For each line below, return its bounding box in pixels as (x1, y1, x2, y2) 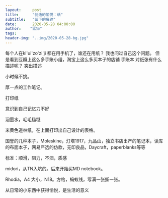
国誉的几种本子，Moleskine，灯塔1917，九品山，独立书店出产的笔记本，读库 (5, 137, 163, 144)
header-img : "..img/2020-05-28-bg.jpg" (5, 36, 89, 41)
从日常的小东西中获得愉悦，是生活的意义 (5, 187, 89, 193)
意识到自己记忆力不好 (5, 106, 49, 112)
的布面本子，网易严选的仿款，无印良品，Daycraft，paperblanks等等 (5, 144, 146, 150)
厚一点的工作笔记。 (5, 84, 45, 90)
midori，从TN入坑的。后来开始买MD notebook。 (5, 165, 106, 172)
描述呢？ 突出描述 (5, 63, 42, 69)
